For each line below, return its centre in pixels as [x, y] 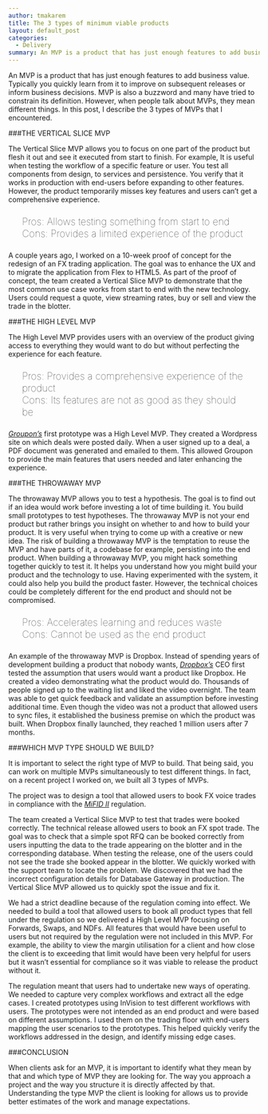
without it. [25, 970]
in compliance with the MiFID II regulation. [77, 804]
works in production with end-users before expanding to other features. [126, 183]
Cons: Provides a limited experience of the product [132, 233]
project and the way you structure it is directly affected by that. [112, 1084]
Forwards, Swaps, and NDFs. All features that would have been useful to [127, 928]
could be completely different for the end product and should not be [120, 592]
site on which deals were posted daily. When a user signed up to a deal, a [129, 443]
